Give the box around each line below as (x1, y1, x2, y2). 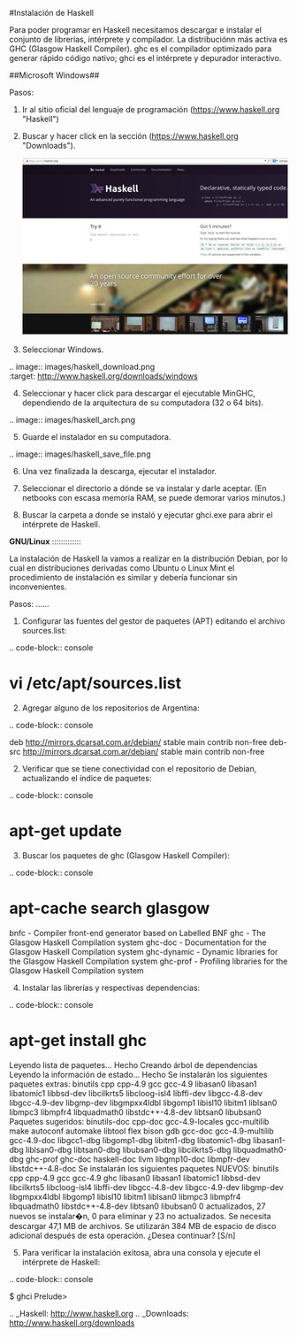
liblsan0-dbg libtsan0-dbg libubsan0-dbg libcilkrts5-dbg (25, 1144, 232, 1155)
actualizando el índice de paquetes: (21, 772, 152, 783)
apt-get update (9, 820, 122, 841)
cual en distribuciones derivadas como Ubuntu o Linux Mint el (9, 562, 235, 573)
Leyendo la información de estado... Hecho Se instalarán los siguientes (9, 1069, 268, 1080)
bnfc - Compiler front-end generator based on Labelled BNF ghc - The (9, 927, 267, 938)
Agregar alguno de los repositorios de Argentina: (21, 703, 201, 713)
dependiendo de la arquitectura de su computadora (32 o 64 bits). (21, 397, 263, 408)
